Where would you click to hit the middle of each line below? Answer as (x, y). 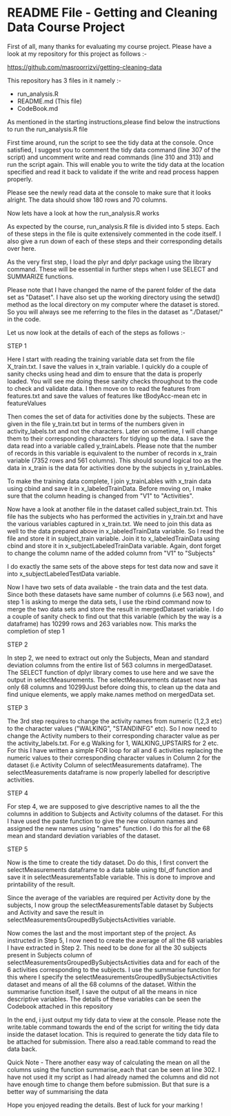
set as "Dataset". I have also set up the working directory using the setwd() (114, 297)
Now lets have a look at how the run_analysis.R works (83, 213)
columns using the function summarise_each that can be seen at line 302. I (114, 1069)
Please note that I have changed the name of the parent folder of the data (111, 290)
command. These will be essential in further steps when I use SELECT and (113, 269)
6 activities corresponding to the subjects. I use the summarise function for (114, 969)
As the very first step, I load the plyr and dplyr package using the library (109, 262)
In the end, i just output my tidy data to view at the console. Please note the (114, 1019)
